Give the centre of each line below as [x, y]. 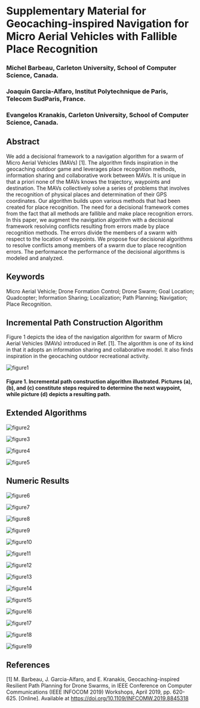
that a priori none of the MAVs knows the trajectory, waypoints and [88, 181]
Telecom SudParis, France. [46, 99]
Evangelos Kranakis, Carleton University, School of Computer [98, 115]
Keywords [25, 277]
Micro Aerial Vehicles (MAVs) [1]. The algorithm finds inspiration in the [92, 162]
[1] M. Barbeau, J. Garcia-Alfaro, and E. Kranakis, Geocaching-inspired [93, 679]
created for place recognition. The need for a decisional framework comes [98, 207]
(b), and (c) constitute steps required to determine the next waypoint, [94, 388]
